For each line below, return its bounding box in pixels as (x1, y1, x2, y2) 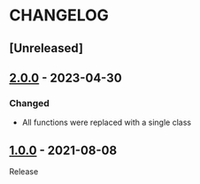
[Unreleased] (9, 41, 84, 56)
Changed (9, 96, 50, 109)
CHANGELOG (9, 5, 109, 26)
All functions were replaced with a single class (21, 117, 192, 128)
